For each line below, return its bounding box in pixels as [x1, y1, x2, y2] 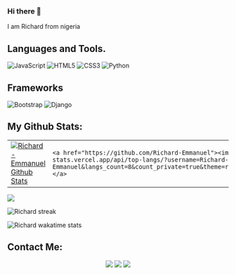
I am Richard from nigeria [7, 23, 81, 31]
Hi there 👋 [7, 6, 42, 16]
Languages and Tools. [7, 42, 107, 55]
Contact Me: [7, 241, 63, 253]
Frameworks [7, 82, 64, 94]
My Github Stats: [7, 121, 83, 133]
